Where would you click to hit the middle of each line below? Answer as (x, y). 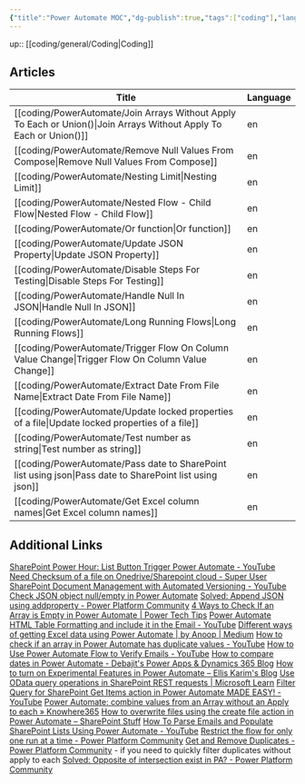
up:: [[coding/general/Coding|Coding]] (82, 44)
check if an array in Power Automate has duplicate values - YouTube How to (152, 644)
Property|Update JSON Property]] (87, 255)
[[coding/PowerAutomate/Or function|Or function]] (123, 229)
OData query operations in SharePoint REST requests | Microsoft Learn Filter (152, 683)
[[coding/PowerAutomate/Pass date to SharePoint (120, 464)
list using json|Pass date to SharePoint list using (116, 475)
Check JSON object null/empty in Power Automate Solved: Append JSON (147, 596)
